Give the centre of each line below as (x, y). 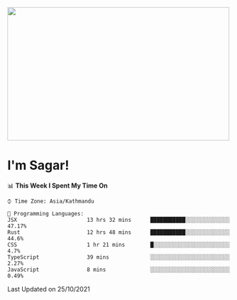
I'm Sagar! (38, 165)
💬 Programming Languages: (45, 213)
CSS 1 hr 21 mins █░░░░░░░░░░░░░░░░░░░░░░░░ (119, 245)
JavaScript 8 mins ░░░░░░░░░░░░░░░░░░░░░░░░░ (119, 269)
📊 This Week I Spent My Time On (57, 186)
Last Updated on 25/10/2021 (49, 289)
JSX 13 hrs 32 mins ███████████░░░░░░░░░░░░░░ (119, 220)
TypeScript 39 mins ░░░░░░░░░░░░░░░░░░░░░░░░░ (119, 257)
